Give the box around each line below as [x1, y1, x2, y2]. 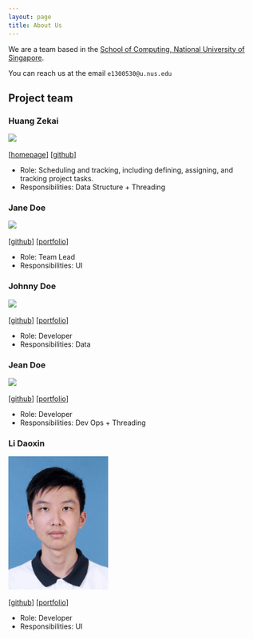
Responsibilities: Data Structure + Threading [19, 182, 166, 192]
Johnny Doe [8, 280, 57, 292]
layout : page [8, 13, 52, 21]
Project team [8, 91, 73, 105]
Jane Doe [8, 202, 46, 213]
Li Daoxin [8, 438, 45, 449]
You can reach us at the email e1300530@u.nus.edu [8, 68, 172, 77]
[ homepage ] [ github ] [8, 150, 77, 160]
